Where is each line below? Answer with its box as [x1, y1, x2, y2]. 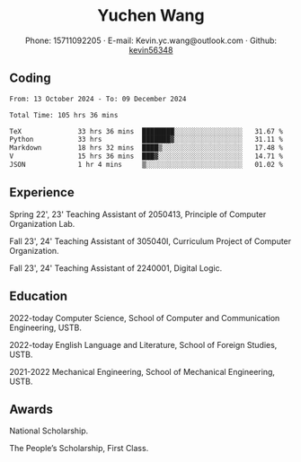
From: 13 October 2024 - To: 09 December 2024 [9, 94, 187, 103]
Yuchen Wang [97, 5, 205, 26]
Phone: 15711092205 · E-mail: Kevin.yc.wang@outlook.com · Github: [25, 35, 277, 46]
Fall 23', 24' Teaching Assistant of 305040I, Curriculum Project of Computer [9, 235, 292, 247]
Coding [9, 71, 51, 86]
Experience [9, 185, 75, 200]
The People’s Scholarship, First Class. [9, 443, 149, 454]
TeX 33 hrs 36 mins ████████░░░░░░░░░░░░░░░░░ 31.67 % [9, 126, 283, 135]
